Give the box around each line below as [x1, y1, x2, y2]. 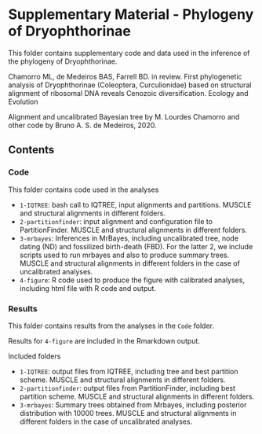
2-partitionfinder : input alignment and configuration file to [19, 216, 213, 226]
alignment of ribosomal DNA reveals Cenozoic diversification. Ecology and [8, 88, 249, 97]
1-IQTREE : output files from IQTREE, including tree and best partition [19, 366, 238, 376]
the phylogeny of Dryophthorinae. [8, 57, 118, 66]
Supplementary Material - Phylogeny [8, 6, 254, 24]
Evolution [8, 97, 38, 106]
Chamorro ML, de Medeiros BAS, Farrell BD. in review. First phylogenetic [8, 72, 242, 81]
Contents [8, 143, 55, 156]
